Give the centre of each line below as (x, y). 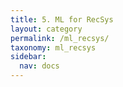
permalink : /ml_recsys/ (60, 38)
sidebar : (28, 57)
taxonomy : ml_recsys (53, 47)
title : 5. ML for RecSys (62, 19)
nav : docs (39, 66)
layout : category (46, 29)
